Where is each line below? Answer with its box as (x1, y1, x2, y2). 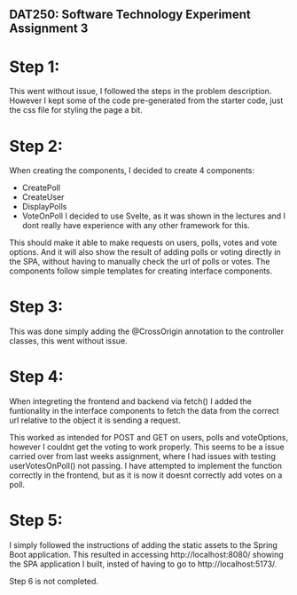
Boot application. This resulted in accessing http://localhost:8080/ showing (9, 550, 284, 560)
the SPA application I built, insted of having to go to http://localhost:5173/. (9, 559, 277, 569)
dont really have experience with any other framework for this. (21, 220, 250, 231)
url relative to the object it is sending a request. (9, 415, 182, 425)
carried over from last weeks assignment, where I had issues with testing (9, 451, 277, 462)
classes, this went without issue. (9, 336, 128, 346)
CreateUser (21, 192, 65, 202)
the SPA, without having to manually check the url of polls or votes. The (9, 257, 270, 267)
